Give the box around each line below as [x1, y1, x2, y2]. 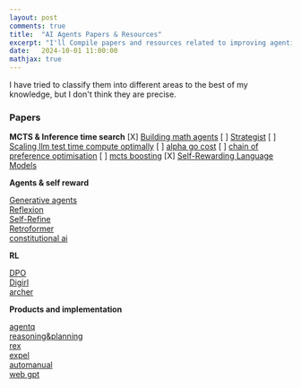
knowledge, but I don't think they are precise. [9, 89, 176, 99]
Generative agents [9, 194, 78, 206]
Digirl [9, 277, 30, 288]
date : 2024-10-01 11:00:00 [9, 47, 118, 56]
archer [9, 287, 34, 297]
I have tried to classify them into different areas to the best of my [9, 80, 248, 90]
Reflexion [9, 204, 45, 215]
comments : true [9, 22, 66, 30]
